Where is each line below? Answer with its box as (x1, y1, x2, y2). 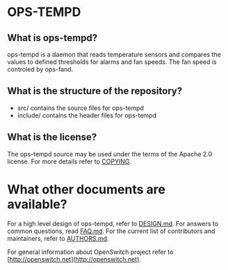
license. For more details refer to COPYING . (7, 157, 132, 166)
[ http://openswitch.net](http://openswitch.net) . (7, 255, 141, 263)
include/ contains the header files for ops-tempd (17, 111, 156, 119)
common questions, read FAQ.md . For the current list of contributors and (7, 227, 215, 235)
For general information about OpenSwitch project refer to (7, 248, 174, 256)
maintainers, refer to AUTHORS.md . (7, 234, 109, 242)
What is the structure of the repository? (7, 85, 183, 97)
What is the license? (7, 132, 97, 143)
